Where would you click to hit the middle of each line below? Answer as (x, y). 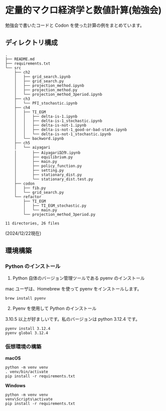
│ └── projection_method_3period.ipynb (58, 94)
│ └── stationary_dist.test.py (54, 179)
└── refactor (28, 197)
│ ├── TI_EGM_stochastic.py (55, 205)
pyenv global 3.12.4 (27, 333)
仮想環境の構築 (23, 347)
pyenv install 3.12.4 (28, 329)
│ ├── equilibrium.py (44, 157)
